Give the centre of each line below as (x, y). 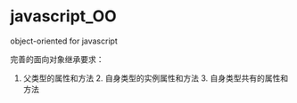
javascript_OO (63, 16)
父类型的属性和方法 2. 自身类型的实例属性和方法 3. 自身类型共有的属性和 (156, 78)
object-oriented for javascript (64, 41)
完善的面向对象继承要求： (57, 59)
